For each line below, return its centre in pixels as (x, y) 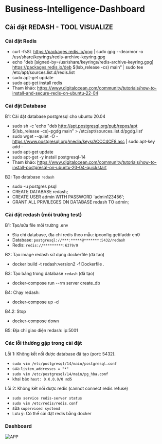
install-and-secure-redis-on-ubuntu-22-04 (55, 93)
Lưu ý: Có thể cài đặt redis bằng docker (52, 413)
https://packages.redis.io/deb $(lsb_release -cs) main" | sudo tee (78, 67)
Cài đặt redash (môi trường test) (44, 215)
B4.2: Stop (16, 311)
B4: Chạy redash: (22, 292)
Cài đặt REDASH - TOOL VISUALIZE (59, 27)
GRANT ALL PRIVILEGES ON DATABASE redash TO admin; (71, 202)
